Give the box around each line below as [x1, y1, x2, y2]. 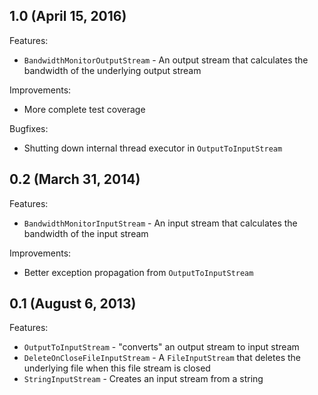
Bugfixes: [9, 122, 49, 134]
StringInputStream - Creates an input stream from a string [23, 373, 264, 385]
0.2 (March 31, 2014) [9, 171, 141, 188]
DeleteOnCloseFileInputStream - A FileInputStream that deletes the [23, 352, 301, 364]
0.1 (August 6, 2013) [9, 295, 137, 313]
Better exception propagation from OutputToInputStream [23, 266, 254, 278]
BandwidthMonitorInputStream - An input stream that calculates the [23, 217, 298, 229]
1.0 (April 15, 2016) [9, 8, 127, 25]
